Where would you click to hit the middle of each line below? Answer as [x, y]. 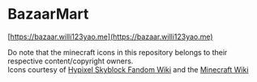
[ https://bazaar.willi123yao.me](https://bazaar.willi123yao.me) [110, 37]
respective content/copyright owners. [71, 61]
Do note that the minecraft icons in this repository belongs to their [118, 52]
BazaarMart [48, 14]
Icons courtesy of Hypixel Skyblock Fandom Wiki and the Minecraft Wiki [128, 69]
